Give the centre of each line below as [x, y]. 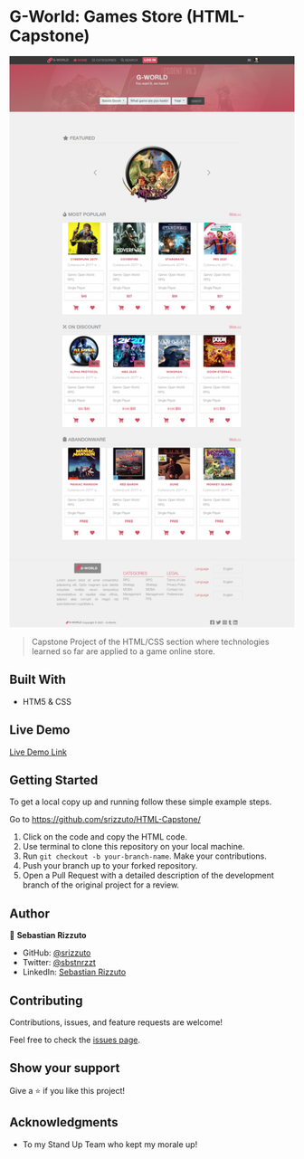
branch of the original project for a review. [100, 885]
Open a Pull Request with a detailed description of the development [148, 876]
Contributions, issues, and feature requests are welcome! [116, 1022]
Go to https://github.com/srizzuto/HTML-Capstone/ [105, 820]
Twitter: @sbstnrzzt [59, 963]
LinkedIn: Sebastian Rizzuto [74, 972]
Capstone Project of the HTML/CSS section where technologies [150, 641]
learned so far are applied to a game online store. [123, 651]
